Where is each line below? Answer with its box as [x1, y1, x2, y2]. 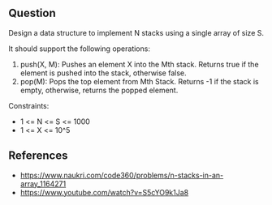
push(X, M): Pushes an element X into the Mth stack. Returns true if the [19, 59, 259, 69]
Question [8, 6, 56, 20]
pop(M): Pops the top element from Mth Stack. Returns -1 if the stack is [19, 76, 259, 86]
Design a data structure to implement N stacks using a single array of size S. [8, 28, 264, 37]
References [8, 149, 68, 163]
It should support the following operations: [8, 44, 150, 53]
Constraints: [8, 100, 50, 110]
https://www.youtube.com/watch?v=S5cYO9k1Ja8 [19, 187, 189, 197]
